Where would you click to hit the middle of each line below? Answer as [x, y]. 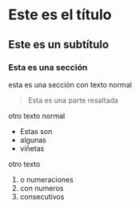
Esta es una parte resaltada [73, 100]
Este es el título [60, 15]
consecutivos [42, 196]
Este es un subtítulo [59, 45]
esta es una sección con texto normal [70, 84]
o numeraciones [46, 179]
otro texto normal [37, 116]
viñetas [32, 148]
